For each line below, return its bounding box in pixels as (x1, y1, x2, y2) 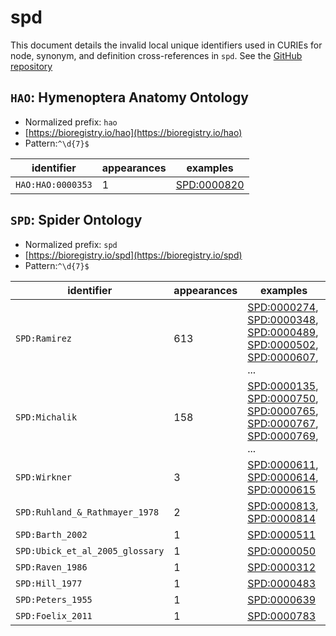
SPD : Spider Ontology (10, 212, 143, 229)
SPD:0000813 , (247, 499, 319, 513)
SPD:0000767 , (247, 416, 319, 430)
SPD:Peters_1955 (15, 594, 93, 605)
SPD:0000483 (247, 576, 317, 590)
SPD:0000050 (247, 544, 317, 558)
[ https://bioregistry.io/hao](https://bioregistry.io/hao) (24, 126, 243, 138)
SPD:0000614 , (247, 470, 319, 484)
